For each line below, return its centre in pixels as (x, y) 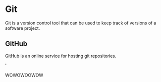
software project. (23, 28)
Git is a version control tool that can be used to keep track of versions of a (81, 23)
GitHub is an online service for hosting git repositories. (61, 56)
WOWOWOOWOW (24, 75)
